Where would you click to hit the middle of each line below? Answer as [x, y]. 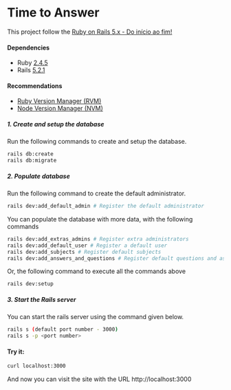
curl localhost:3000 [37, 366]
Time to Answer [53, 13]
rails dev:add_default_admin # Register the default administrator [106, 206]
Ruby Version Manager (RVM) [59, 101]
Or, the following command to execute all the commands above [97, 271]
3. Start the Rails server [42, 299]
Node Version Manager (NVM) [60, 109]
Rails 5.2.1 [31, 70]
